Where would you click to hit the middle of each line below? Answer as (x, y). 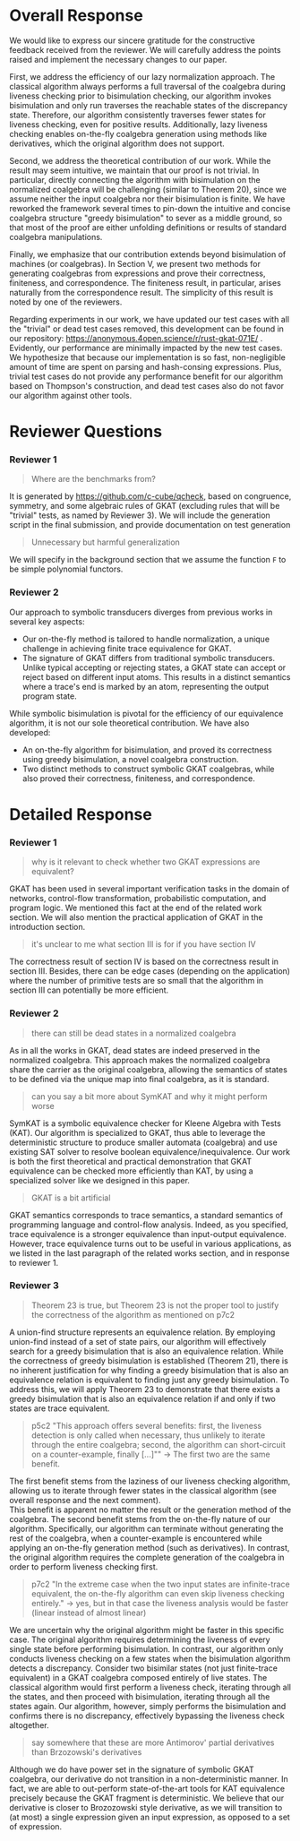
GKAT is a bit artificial (71, 1198)
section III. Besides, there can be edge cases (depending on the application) (150, 971)
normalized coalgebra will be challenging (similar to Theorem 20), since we (148, 189)
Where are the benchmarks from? (94, 479)
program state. (50, 696)
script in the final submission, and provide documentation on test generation (150, 525)
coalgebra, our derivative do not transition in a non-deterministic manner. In (149, 1778)
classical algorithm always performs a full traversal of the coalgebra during (148, 86)
